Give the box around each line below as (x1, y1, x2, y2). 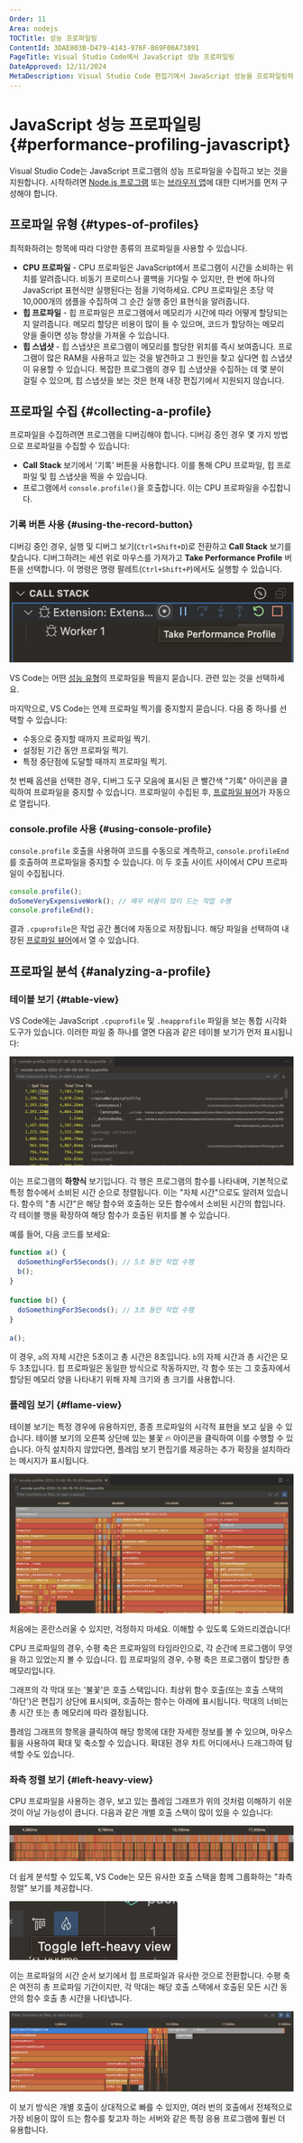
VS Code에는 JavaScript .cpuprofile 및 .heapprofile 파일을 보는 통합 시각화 (9, 1015, 287, 1026)
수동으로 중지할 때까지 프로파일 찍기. (22, 734, 151, 744)
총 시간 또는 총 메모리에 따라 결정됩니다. (9, 1708, 149, 1718)
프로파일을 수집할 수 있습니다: (25, 441, 130, 452)
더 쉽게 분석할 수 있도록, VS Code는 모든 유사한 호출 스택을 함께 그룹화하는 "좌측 (9, 1871, 293, 1882)
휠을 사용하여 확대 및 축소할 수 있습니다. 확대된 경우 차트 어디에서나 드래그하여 (9, 1737, 284, 1748)
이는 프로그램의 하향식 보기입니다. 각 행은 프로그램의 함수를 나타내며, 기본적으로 (9, 1175, 289, 1187)
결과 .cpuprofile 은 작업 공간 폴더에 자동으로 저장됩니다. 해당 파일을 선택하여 (9, 923, 280, 934)
